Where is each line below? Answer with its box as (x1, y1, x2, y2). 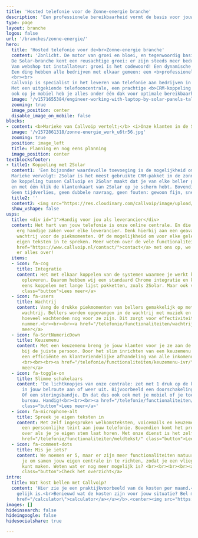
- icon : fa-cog (11, 260, 49, 267)
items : (11, 255, 28, 261)
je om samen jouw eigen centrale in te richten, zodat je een (21, 458, 178, 464)
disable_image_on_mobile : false (11, 113, 91, 118)
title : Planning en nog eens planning (11, 146, 107, 151)
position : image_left (11, 140, 65, 146)
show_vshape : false (11, 206, 60, 212)
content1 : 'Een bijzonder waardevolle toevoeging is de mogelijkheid (11, 167, 186, 174)
